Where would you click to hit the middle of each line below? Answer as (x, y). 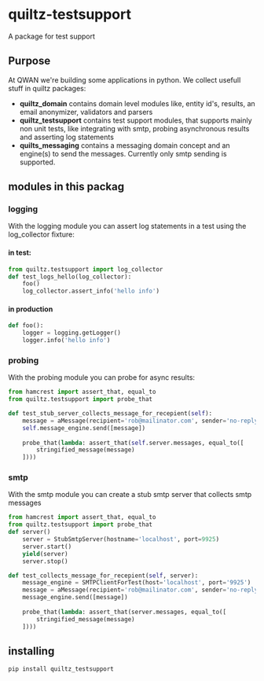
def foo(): (26, 326)
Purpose (29, 61)
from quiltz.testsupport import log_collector (86, 269)
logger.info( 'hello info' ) (66, 340)
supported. (37, 162)
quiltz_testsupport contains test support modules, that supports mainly (136, 120)
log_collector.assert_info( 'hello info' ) (91, 291)
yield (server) (45, 554)
